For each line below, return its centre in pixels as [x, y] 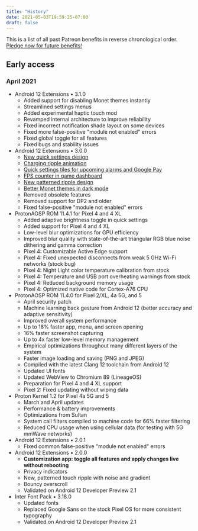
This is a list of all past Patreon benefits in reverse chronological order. [92, 40]
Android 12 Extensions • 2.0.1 [50, 440]
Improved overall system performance [70, 321]
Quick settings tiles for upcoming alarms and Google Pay [93, 170]
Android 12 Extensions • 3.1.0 [50, 94]
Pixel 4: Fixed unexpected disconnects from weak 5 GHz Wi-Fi [100, 258]
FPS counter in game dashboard [63, 176]
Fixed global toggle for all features [65, 138]
